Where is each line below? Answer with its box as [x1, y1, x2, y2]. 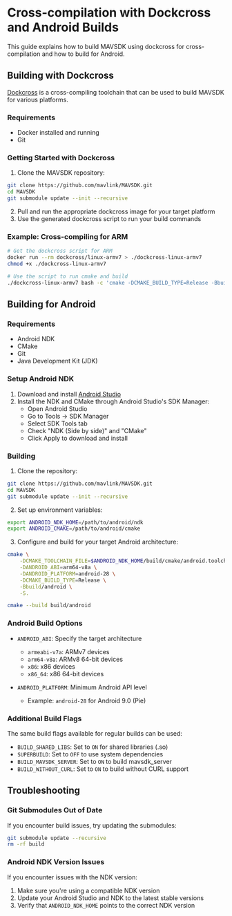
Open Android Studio [27, 404, 88, 412]
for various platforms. [7, 95, 69, 104]
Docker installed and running [17, 128, 100, 137]
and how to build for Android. [41, 50, 126, 58]
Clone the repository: [17, 466, 78, 475]
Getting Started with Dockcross [7, 153, 115, 162]
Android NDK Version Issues [7, 857, 105, 867]
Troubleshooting [7, 785, 81, 796]
